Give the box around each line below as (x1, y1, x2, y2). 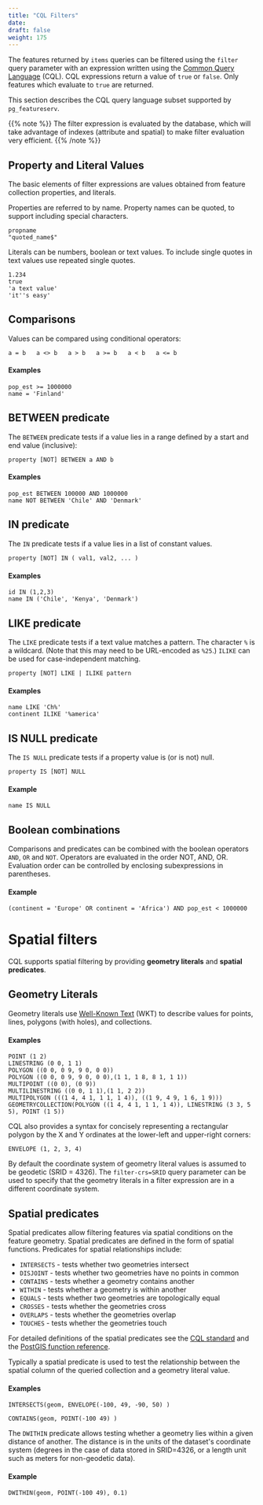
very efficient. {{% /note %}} (8, 135, 101, 146)
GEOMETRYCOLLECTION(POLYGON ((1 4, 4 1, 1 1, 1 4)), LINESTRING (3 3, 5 (8, 1101, 251, 1109)
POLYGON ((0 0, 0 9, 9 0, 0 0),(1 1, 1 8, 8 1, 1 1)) (8, 1074, 188, 1082)
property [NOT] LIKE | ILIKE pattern (8, 669, 132, 677)
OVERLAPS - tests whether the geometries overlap (19, 1310, 177, 1319)
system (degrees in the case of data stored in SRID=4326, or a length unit (8, 1445, 247, 1455)
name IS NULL (8, 802, 51, 810)
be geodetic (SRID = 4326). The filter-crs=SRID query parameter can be (8, 1167, 247, 1177)
